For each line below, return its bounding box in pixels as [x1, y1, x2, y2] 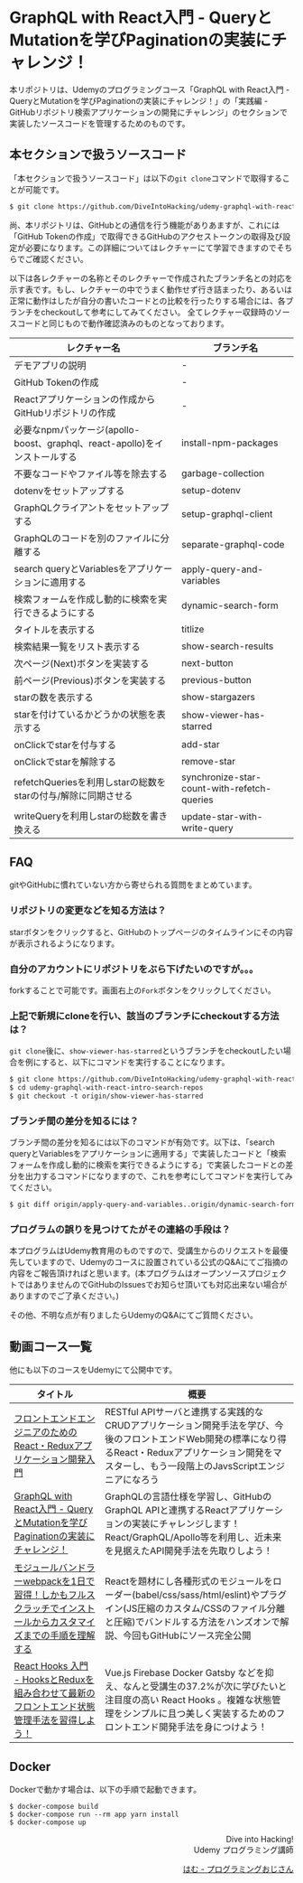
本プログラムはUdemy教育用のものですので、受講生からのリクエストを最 [9, 1245, 281, 1256]
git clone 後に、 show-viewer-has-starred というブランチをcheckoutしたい [9, 1045, 284, 1056]
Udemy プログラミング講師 [193, 1844, 294, 1856]
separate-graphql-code [181, 538, 285, 550]
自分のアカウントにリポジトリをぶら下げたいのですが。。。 [9, 962, 259, 975]
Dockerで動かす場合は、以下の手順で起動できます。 [9, 1785, 201, 1795]
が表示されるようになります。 [9, 938, 120, 949]
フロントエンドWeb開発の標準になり [123, 1433, 278, 1446]
